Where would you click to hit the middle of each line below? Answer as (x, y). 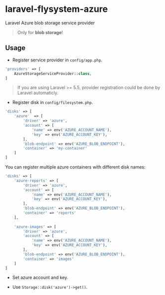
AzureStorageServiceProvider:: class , (53, 74)
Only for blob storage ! (40, 32)
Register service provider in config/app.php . (57, 60)
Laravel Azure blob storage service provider (50, 23)
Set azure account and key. (40, 278)
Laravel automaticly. (38, 93)
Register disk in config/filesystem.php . (53, 102)
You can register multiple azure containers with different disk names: (75, 167)
